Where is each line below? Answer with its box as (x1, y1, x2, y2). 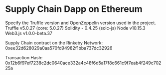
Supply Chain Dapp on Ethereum (5, 3, 143, 15)
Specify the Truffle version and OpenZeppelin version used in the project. (5, 20, 156, 26)
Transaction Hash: (5, 54, 43, 60)
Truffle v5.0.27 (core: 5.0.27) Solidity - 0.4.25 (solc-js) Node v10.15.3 (5, 25, 146, 31)
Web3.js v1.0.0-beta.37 (5, 30, 53, 36)
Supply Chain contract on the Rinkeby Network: (5, 39, 103, 45)
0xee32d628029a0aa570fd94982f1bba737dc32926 (5, 45, 113, 51)
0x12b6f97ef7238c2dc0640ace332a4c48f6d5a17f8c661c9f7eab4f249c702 (5, 60, 162, 66)
